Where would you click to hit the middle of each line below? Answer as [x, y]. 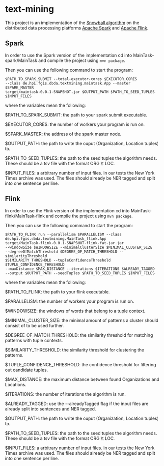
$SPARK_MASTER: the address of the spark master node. [63, 134]
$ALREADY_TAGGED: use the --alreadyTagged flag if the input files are [77, 404]
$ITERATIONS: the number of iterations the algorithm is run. [66, 394]
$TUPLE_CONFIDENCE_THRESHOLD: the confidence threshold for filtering [81, 364]
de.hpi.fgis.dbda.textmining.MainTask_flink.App [56, 239]
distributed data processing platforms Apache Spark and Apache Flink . [77, 28]
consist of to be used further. [35, 325]
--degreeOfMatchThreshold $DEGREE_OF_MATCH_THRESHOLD [61, 252]
